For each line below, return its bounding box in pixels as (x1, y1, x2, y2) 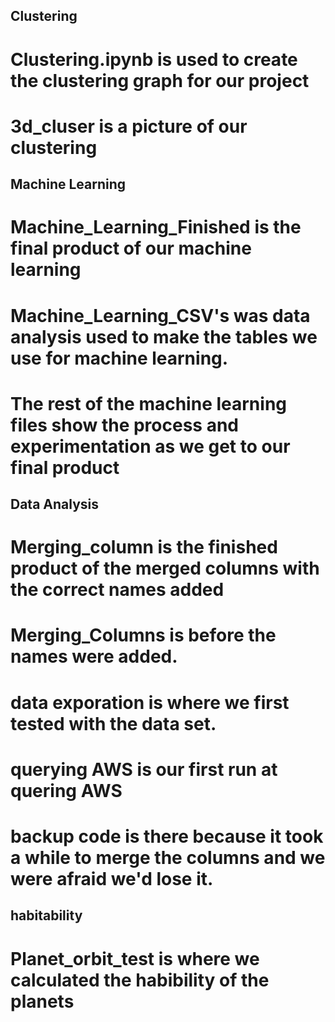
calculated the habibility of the (10, 969, 270, 991)
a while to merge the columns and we (10, 847, 326, 869)
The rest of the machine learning (10, 392, 287, 415)
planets (10, 990, 75, 1013)
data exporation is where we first (10, 691, 290, 714)
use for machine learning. (10, 347, 229, 369)
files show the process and (10, 414, 239, 436)
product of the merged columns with (10, 557, 320, 580)
